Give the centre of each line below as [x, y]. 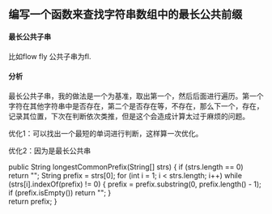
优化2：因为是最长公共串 [50, 150]
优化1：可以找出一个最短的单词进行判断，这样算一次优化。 [106, 133]
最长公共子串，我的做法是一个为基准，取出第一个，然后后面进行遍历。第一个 [136, 96]
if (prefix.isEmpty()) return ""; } [60, 192]
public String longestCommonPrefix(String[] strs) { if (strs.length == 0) [126, 167]
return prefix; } [33, 201]
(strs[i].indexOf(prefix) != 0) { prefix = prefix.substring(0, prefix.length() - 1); [135, 184]
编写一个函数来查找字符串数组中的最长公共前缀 [125, 15]
